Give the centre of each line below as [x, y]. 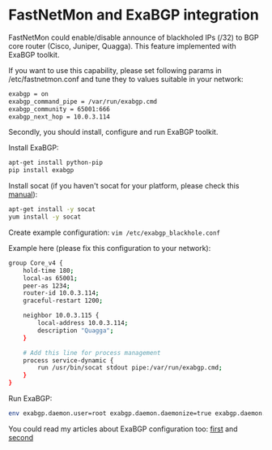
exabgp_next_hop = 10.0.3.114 [59, 117]
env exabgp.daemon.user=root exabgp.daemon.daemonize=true [110, 413]
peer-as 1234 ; [47, 286]
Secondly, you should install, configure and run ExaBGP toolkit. [113, 132]
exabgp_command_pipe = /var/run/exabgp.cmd [83, 102]
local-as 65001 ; [51, 278]
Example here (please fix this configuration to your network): [110, 248]
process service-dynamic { [68, 360]
